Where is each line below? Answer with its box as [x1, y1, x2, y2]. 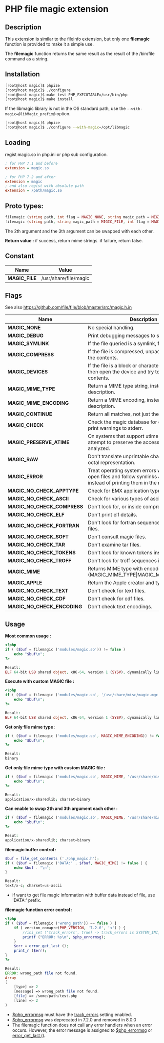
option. [56, 111, 71, 117]
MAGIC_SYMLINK [7, 340, 49, 347]
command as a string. [5, 56, 49, 62]
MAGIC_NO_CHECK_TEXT [7, 587, 68, 594]
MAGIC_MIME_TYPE [7, 386, 55, 392]
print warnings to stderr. [87, 425, 143, 432]
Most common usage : [5, 633, 51, 639]
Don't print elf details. [87, 511, 138, 518]
